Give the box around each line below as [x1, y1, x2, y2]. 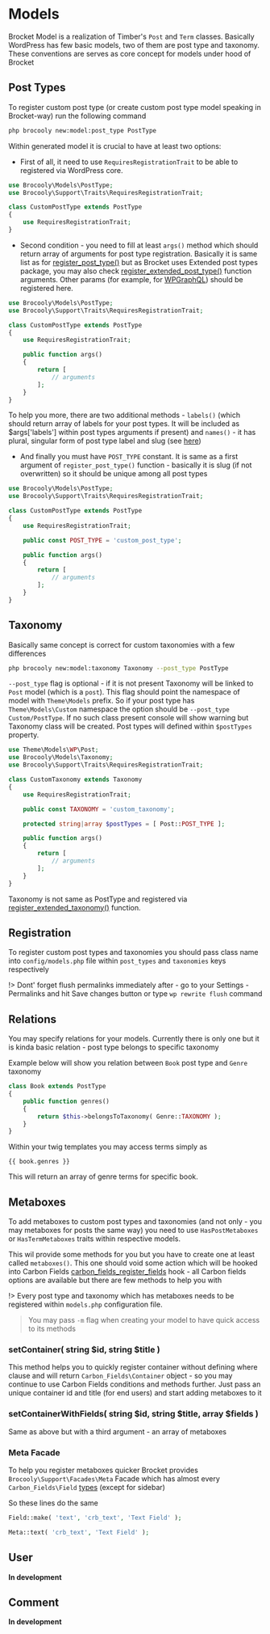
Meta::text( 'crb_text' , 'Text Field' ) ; [8, 1528, 150, 1536]
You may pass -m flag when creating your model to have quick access [27, 1315, 260, 1325]
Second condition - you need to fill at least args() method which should [19, 240, 259, 250]
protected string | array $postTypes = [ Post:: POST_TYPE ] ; [23, 820, 226, 828]
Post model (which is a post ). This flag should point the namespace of [8, 687, 240, 697]
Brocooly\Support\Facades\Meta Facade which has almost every [8, 1474, 220, 1484]
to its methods [27, 1324, 77, 1334]
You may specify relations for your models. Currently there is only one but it [8, 1034, 260, 1044]
